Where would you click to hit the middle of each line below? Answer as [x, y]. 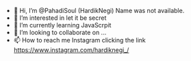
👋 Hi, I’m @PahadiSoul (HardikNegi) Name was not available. [99, 11]
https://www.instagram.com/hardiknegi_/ [71, 50]
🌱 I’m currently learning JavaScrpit [62, 25]
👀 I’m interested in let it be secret [60, 18]
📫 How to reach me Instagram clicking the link [79, 40]
